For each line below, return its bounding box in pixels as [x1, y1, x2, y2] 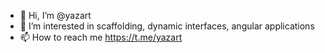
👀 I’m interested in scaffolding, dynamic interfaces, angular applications [19, 20, 315, 32]
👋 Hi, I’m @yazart [19, 10, 92, 21]
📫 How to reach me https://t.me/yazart [19, 31, 183, 43]
